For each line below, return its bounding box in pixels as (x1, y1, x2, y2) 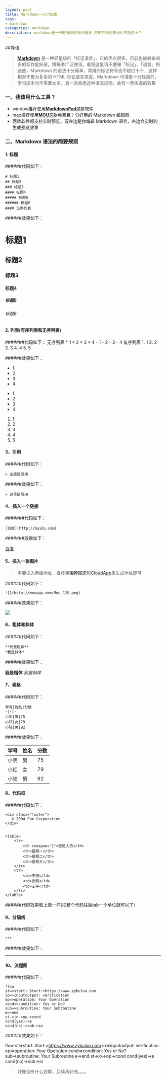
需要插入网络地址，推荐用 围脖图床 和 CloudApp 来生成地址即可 (17, 570, 142, 576)
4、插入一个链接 (5, 503, 39, 509)
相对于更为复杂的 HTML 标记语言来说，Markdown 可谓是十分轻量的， (17, 74, 159, 79)
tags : (5, 16, 16, 21)
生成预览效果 (12, 125, 39, 131)
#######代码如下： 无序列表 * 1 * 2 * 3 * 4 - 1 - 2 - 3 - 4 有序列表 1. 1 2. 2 (5, 339, 157, 345)
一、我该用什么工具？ (5, 93, 56, 100)
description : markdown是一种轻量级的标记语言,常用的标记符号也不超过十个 (5, 30, 142, 35)
